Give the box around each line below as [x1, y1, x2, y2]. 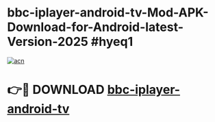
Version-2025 [7, 34, 89, 49]
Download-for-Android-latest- [7, 19, 184, 35]
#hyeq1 [90, 34, 134, 49]
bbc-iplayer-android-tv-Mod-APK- [7, 5, 209, 21]
